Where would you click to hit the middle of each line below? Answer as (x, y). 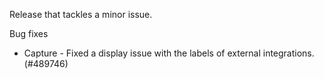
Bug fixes (29, 33)
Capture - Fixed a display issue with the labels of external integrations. (169, 53)
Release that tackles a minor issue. (81, 14)
